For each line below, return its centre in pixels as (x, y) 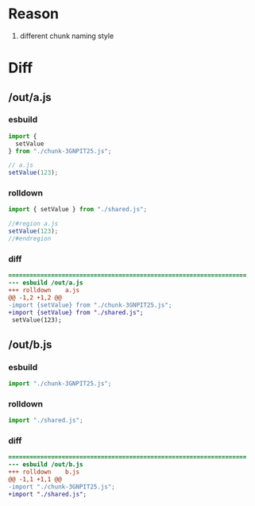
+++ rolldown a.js (44, 291)
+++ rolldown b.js (44, 472)
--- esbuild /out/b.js (46, 465)
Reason (34, 14)
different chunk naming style (67, 36)
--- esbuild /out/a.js (46, 283)
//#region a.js (33, 224)
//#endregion (30, 239)
